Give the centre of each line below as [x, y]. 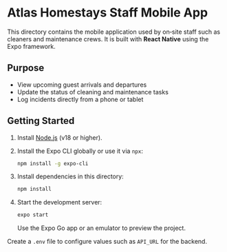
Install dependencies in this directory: [70, 176]
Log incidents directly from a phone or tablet [80, 99]
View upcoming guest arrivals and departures [82, 85]
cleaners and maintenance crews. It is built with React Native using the [108, 39]
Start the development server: [60, 202]
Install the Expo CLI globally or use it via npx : [80, 151]
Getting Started [41, 121]
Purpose [26, 68]
